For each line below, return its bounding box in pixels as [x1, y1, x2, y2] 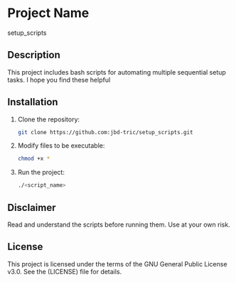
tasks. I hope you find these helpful [7, 75, 111, 84]
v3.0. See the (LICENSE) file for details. [7, 267, 122, 276]
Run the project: [17, 168, 65, 177]
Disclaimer [7, 201, 56, 214]
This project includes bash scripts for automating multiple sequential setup [7, 67, 226, 76]
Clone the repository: [17, 115, 80, 124]
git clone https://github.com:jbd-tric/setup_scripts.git [17, 129, 193, 136]
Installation [7, 96, 58, 108]
